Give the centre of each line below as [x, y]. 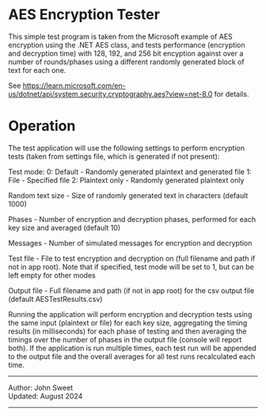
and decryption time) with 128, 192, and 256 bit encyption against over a [126, 53]
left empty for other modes [52, 275]
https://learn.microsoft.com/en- [74, 86]
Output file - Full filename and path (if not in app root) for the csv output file [131, 290]
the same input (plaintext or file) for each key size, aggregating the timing [128, 322]
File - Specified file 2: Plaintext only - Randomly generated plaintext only [126, 180]
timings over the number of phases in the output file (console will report [125, 339]
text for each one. [37, 70]
